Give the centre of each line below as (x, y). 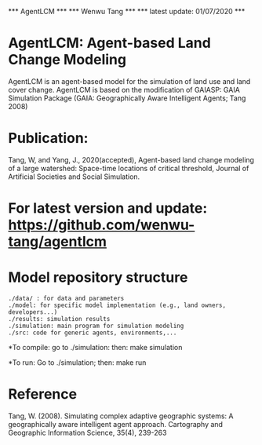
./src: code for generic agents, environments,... (93, 333)
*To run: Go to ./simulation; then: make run (77, 363)
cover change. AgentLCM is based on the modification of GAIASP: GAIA (124, 89)
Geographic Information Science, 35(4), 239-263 (87, 432)
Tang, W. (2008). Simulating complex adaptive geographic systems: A (121, 416)
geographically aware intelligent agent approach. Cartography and (116, 424)
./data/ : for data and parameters (66, 298)
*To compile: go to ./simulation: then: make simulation (95, 347)
